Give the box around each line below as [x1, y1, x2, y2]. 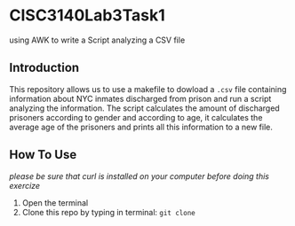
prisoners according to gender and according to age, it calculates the [9, 112, 263, 122]
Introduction [9, 60, 80, 75]
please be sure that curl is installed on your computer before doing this [9, 170, 269, 182]
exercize [9, 180, 41, 191]
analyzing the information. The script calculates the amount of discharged [9, 103, 280, 113]
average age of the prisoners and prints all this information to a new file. [9, 121, 273, 132]
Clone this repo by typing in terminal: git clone [21, 207, 195, 217]
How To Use [9, 147, 77, 162]
